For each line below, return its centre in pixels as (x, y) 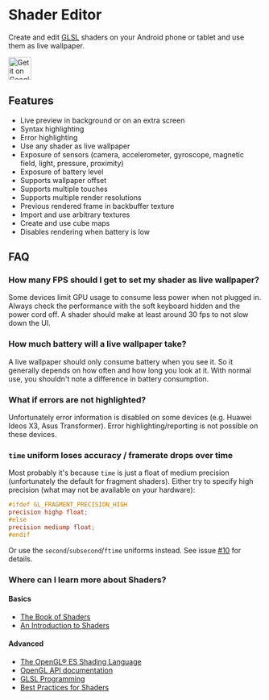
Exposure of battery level (62, 172)
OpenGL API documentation (66, 670)
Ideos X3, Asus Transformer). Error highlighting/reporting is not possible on (133, 426)
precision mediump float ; (52, 527)
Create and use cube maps (65, 223)
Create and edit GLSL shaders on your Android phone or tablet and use (126, 37)
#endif (19, 535)
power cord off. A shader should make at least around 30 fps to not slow (128, 315)
